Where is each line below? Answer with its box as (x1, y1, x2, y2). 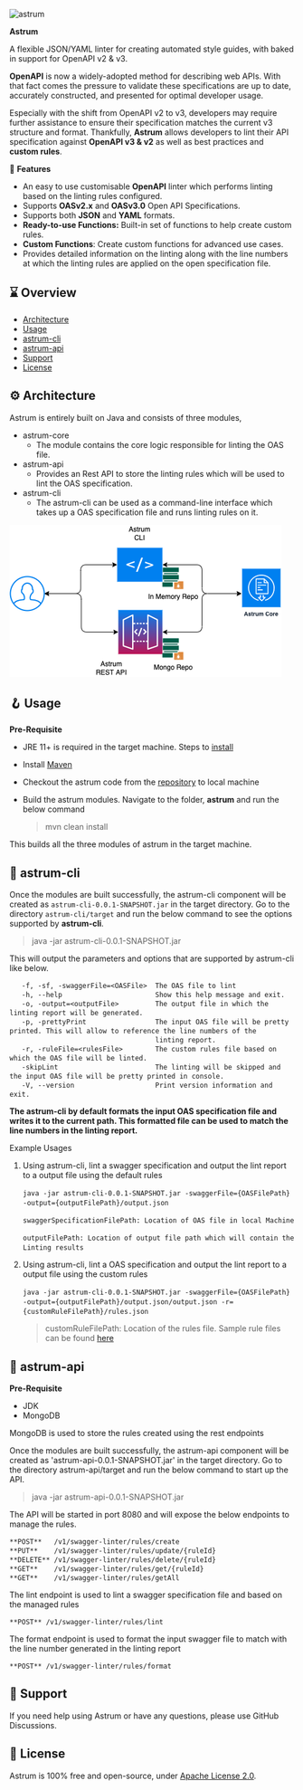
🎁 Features (9, 164, 52, 174)
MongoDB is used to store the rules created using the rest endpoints (9, 1428, 264, 1439)
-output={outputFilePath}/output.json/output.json (22, 1298, 218, 1307)
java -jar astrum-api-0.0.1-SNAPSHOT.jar (31, 1491, 185, 1502)
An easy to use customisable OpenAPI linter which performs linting (22, 181, 273, 192)
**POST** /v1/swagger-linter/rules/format (9, 1661, 172, 1671)
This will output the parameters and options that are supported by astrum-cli (9, 953, 295, 964)
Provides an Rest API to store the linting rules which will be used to (35, 468, 285, 479)
